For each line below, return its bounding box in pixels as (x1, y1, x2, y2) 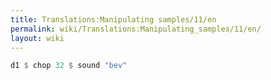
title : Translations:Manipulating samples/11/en (10, 14, 217, 25)
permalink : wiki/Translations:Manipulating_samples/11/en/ (10, 24, 262, 34)
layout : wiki (10, 33, 65, 43)
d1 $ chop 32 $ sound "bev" (10, 61, 128, 71)
